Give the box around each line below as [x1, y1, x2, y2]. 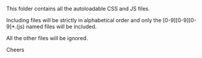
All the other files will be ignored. [6, 35, 89, 41]
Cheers [6, 46, 25, 53]
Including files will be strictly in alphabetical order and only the [6, 17, 162, 23]
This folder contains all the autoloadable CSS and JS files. [6, 5, 150, 12]
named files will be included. [26, 23, 97, 30]
